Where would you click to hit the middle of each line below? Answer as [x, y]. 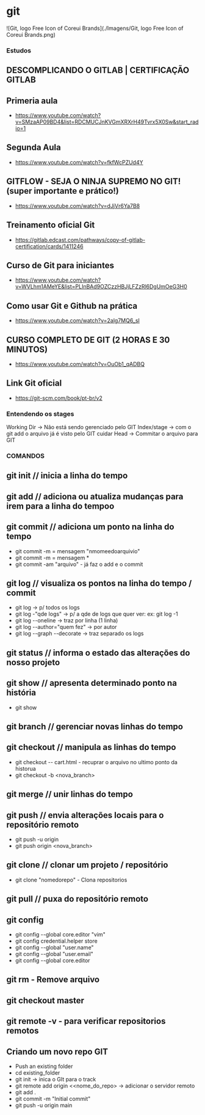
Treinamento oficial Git [51, 225]
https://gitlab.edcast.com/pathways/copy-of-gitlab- [80, 240]
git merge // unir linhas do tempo [70, 794]
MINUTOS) [27, 349]
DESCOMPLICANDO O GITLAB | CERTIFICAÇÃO [98, 71]
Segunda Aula [34, 148]
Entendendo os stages [40, 414]
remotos [23, 1031]
